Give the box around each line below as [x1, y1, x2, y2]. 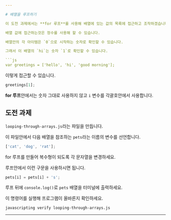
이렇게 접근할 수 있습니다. [5, 72, 56, 78]
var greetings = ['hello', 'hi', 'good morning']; [5, 62, 115, 68]
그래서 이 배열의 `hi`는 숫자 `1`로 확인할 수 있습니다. [5, 49, 108, 54]
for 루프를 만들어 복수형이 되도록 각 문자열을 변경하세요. [5, 153, 116, 160]
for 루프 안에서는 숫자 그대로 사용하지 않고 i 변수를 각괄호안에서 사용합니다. [5, 92, 154, 98]
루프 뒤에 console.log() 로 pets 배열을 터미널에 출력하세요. [5, 184, 123, 191]
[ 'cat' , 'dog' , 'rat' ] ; [5, 144, 56, 149]
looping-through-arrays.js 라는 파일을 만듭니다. [5, 123, 103, 129]
